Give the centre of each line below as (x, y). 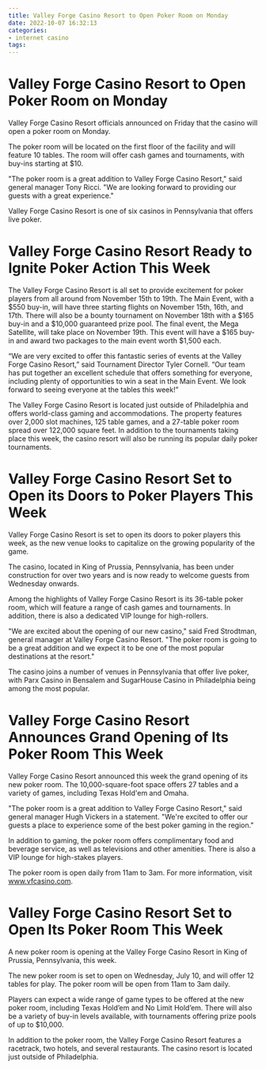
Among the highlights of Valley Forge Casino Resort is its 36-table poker (126, 599)
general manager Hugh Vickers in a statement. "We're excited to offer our (128, 816)
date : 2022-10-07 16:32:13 (53, 23)
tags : (17, 45)
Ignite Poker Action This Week (110, 268)
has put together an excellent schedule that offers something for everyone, (130, 373)
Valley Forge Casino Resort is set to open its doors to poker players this (125, 534)
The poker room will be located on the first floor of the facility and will (122, 146)
